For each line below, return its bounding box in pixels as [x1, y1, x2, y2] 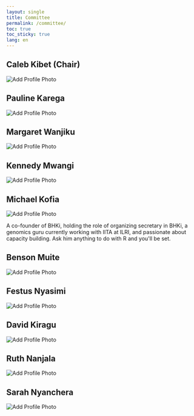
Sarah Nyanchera [6, 387, 74, 397]
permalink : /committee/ [6, 20, 67, 26]
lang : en [6, 37, 28, 43]
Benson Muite [6, 252, 60, 263]
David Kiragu [6, 320, 56, 330]
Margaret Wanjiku [6, 127, 75, 137]
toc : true [6, 25, 32, 32]
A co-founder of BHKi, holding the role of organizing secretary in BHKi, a [6, 222, 188, 229]
